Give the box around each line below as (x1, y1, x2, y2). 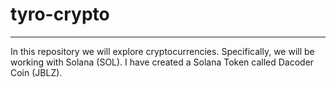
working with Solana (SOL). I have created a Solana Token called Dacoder (10, 56, 315, 68)
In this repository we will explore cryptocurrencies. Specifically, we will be (10, 45, 315, 57)
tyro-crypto (10, 3, 110, 26)
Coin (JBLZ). (10, 66, 63, 78)
